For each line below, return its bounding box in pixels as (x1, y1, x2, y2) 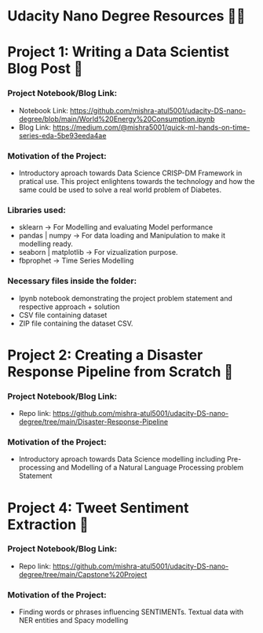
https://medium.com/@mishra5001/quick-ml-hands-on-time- (53, 122, 250, 132)
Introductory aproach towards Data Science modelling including (18, 455, 225, 464)
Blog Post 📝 (7, 60, 83, 78)
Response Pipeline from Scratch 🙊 (7, 363, 233, 381)
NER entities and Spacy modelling (18, 616, 129, 625)
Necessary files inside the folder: (7, 275, 137, 286)
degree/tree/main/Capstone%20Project (18, 569, 148, 579)
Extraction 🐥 (7, 515, 89, 533)
